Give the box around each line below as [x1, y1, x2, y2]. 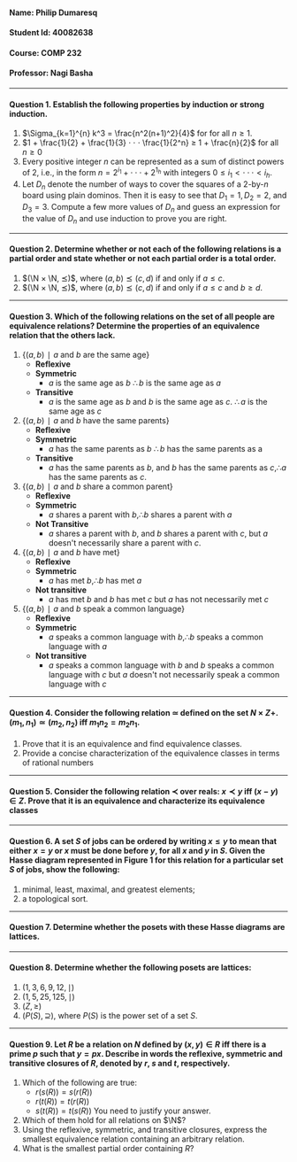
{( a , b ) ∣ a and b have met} [21, 547, 121, 558]
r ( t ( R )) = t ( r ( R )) [34, 1096, 90, 1107]
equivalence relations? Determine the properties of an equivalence [9, 320, 261, 331]
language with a [48, 641, 108, 652]
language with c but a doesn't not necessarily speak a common [48, 670, 280, 680]
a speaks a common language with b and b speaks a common [48, 660, 275, 670]
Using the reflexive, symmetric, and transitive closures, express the [21, 1125, 268, 1135]
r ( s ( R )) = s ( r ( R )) [34, 1087, 93, 1097]
